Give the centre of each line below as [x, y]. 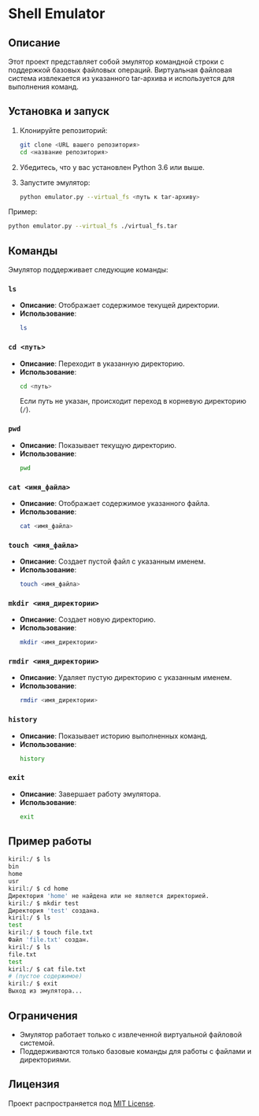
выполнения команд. [43, 87]
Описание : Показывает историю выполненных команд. [113, 736]
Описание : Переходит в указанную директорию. [102, 364]
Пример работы [50, 842]
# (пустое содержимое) [45, 977]
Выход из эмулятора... [45, 991]
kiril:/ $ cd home [38, 889]
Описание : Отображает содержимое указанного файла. [115, 503]
